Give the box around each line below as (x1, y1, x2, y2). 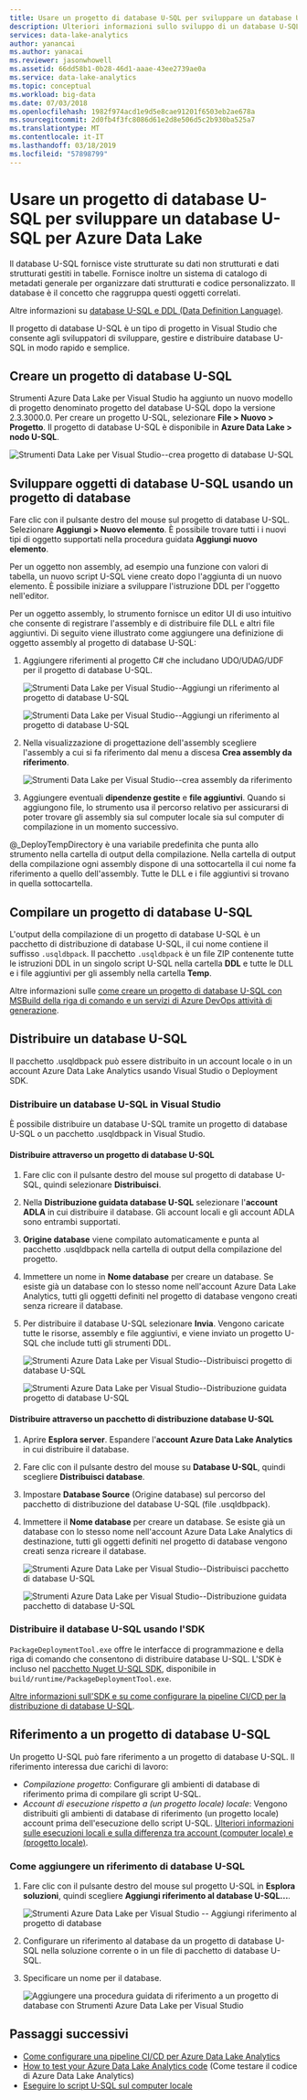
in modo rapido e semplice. (26, 342, 131, 353)
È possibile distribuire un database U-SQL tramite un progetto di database (9, 1119, 288, 1130)
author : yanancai (9, 38, 76, 48)
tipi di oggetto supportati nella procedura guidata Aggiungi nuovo (9, 534, 258, 545)
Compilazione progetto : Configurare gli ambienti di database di (22, 1778, 260, 1789)
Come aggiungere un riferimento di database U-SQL (9, 1859, 245, 1872)
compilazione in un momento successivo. (22, 821, 179, 832)
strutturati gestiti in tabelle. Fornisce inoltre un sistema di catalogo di (9, 267, 268, 279)
